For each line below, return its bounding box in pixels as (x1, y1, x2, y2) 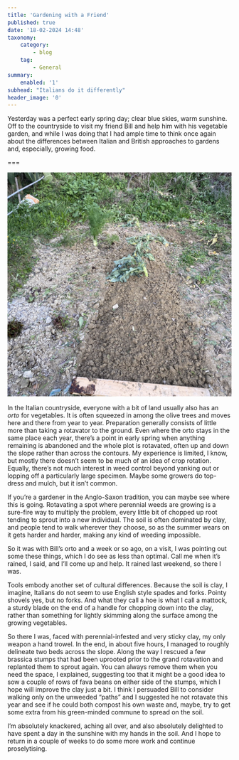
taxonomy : (7, 34, 37, 41)
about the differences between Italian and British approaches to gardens (7, 137, 220, 146)
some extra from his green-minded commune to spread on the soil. (7, 708, 204, 717)
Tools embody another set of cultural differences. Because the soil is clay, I (7, 581, 228, 589)
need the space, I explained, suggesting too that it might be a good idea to (7, 670, 225, 679)
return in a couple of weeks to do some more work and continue (7, 737, 196, 746)
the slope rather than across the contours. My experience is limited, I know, (7, 449, 228, 458)
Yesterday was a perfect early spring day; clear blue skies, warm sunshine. (7, 114, 228, 123)
